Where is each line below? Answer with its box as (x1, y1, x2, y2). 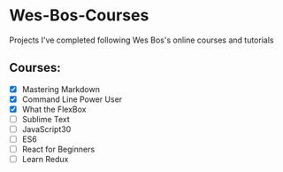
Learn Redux (21, 154, 69, 165)
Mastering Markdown (21, 83, 100, 94)
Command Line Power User (21, 94, 123, 105)
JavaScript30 (21, 124, 72, 134)
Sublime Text (21, 113, 71, 124)
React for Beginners (21, 144, 96, 155)
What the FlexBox (21, 104, 87, 114)
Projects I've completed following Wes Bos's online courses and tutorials (9, 35, 274, 45)
